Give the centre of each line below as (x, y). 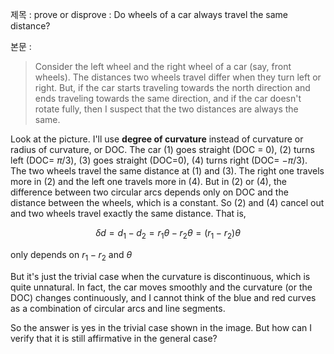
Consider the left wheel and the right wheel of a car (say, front (163, 66)
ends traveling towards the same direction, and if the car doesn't (168, 98)
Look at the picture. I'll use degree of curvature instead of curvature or (157, 139)
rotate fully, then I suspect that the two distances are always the (166, 109)
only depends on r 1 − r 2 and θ (71, 255)
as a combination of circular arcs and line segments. (118, 308)
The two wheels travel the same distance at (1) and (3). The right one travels (167, 171)
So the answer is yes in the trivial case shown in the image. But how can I (161, 327)
